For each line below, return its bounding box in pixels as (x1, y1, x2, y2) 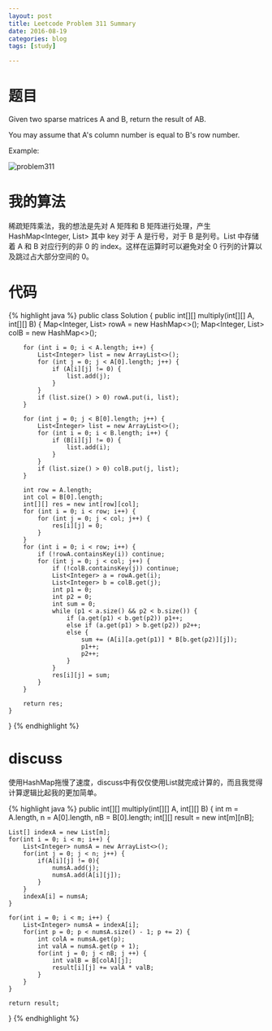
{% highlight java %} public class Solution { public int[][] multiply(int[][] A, (8, 310, 255, 320)
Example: (8, 146, 40, 155)
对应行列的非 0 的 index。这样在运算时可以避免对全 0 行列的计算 (40, 242, 256, 251)
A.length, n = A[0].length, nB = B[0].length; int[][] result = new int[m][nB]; (8, 812, 254, 822)
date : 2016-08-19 (8, 27, 67, 35)
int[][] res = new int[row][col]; (23, 500, 140, 509)
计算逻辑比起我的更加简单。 (8, 787, 101, 797)
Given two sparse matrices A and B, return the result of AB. (8, 115, 207, 125)
